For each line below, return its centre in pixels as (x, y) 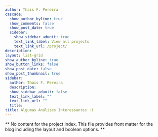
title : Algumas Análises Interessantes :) (49, 110)
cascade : (14, 14)
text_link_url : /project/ (41, 46)
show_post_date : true (32, 28)
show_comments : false (32, 23)
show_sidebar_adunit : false (39, 92)
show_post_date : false (28, 69)
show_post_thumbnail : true (33, 74)
